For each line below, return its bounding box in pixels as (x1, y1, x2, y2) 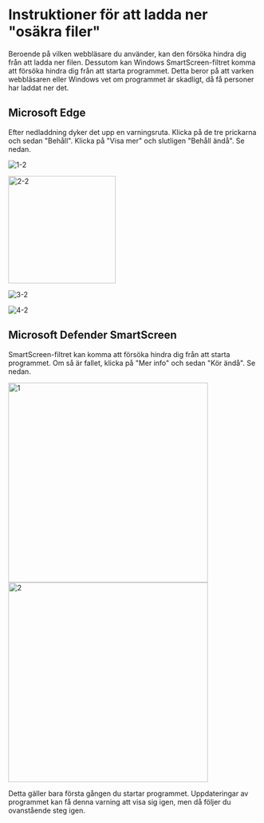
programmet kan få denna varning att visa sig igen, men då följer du (8, 797, 231, 806)
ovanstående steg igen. (8, 805, 86, 815)
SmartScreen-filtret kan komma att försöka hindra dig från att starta (8, 349, 231, 359)
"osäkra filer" (8, 22, 101, 41)
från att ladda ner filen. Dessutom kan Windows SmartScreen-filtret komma (8, 58, 256, 67)
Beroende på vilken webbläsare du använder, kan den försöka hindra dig (8, 49, 247, 58)
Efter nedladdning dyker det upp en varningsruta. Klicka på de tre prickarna (8, 127, 257, 137)
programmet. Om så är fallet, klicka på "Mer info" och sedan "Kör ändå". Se (8, 358, 256, 368)
